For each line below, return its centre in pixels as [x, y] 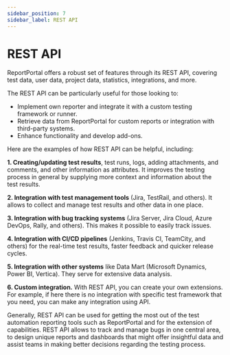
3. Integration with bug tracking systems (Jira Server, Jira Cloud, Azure [110, 218]
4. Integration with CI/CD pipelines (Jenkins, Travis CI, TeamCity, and [106, 239]
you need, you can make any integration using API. [79, 302]
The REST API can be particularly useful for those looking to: [93, 93]
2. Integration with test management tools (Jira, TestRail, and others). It [110, 198]
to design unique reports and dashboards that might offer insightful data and [115, 337]
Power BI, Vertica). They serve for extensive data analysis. [90, 274]
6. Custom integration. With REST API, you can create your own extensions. [115, 287]
